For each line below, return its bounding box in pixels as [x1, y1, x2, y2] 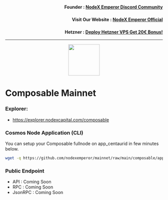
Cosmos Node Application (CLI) [5, 129, 83, 136]
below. [5, 145, 19, 151]
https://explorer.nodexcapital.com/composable [12, 116, 109, 122]
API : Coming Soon [12, 179, 51, 185]
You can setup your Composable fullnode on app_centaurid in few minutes [5, 140, 159, 146]
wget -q [5, 155, 21, 160]
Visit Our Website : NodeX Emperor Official [71, 16, 163, 22]
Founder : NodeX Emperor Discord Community [64, 4, 163, 10]
